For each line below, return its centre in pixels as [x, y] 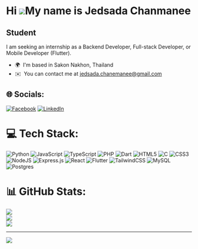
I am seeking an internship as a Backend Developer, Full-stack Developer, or [99, 47]
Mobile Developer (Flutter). [39, 53]
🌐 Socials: [25, 95]
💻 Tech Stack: [42, 133]
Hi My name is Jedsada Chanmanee [99, 11]
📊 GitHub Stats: [46, 191]
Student [21, 33]
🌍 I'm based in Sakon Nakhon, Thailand [64, 65]
